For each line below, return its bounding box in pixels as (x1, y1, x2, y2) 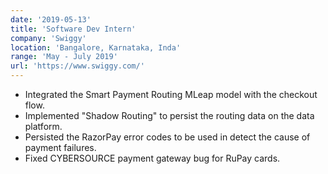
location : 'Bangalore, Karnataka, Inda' (10, 42, 182, 53)
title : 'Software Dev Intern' (10, 24, 137, 34)
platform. (24, 121, 63, 132)
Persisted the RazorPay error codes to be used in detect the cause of (24, 131, 311, 143)
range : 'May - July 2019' (10, 52, 118, 62)
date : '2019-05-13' (10, 14, 92, 25)
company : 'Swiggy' (10, 33, 87, 43)
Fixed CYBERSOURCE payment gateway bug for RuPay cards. (24, 152, 281, 164)
